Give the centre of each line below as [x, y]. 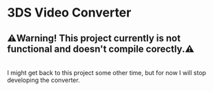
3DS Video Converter [69, 13]
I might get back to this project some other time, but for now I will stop [107, 73]
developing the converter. [44, 80]
